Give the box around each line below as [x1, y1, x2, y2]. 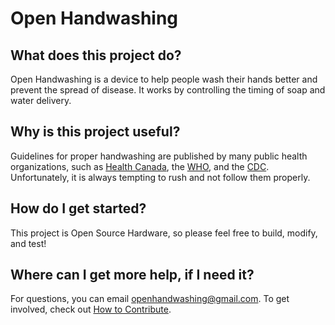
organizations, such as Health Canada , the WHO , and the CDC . [10, 160, 270, 172]
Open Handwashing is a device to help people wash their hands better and [10, 73, 318, 85]
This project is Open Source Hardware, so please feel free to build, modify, [10, 227, 318, 239]
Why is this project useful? [10, 123, 181, 141]
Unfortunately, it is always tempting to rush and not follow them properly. [10, 171, 311, 183]
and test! [10, 237, 47, 249]
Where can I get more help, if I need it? [10, 267, 255, 284]
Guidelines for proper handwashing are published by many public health [10, 150, 308, 162]
